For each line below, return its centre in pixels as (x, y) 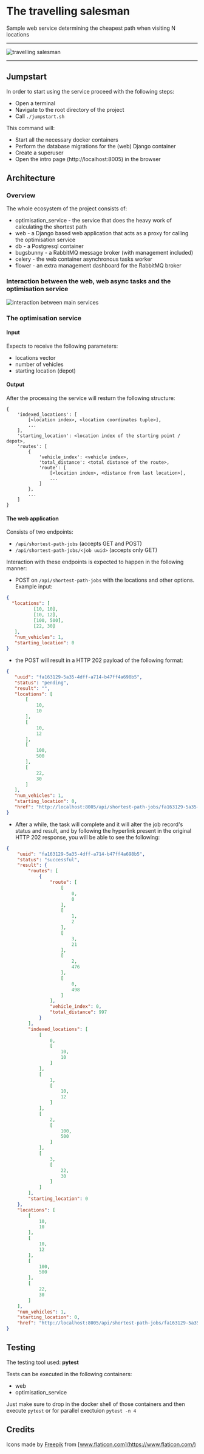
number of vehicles (39, 364)
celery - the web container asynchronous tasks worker (84, 259)
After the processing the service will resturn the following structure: (91, 398)
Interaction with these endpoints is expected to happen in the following (95, 562)
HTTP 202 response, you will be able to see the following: (87, 837)
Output (15, 385)
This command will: (31, 128)
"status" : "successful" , (49, 860)
